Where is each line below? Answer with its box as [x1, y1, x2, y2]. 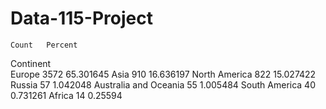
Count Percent [10, 40, 78, 50]
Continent [10, 57, 52, 69]
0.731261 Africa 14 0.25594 [10, 89, 123, 101]
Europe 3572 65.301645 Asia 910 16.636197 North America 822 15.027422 [10, 68, 317, 80]
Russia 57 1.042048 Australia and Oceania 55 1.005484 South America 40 [10, 78, 316, 91]
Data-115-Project [10, 7, 153, 30]
